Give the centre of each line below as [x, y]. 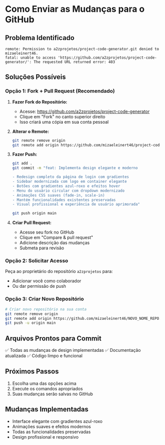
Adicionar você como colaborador [47, 281]
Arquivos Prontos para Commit [53, 338]
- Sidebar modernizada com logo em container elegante [69, 182]
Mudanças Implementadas [47, 409]
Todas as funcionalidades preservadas [51, 432]
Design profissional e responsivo [45, 437]
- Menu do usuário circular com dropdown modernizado [68, 191]
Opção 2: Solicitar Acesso [37, 261]
